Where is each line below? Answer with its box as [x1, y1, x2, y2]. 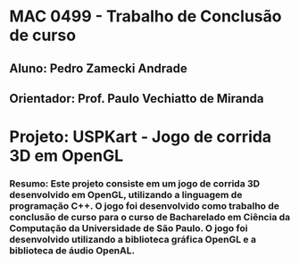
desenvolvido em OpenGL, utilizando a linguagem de [9, 189, 243, 202]
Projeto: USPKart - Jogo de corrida [9, 127, 272, 147]
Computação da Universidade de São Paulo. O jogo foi [9, 222, 248, 235]
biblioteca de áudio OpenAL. [9, 244, 136, 257]
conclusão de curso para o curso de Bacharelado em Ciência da [9, 211, 291, 224]
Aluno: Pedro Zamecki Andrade [9, 61, 187, 76]
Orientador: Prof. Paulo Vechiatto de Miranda [9, 91, 264, 106]
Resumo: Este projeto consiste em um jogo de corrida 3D [9, 178, 261, 190]
